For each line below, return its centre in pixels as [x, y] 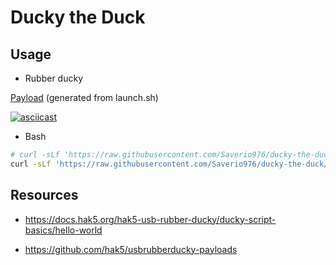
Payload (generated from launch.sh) [84, 97]
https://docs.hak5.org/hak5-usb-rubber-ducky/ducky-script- [150, 219]
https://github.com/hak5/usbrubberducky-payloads [131, 249]
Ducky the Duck [78, 17]
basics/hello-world [63, 230]
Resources [44, 195]
